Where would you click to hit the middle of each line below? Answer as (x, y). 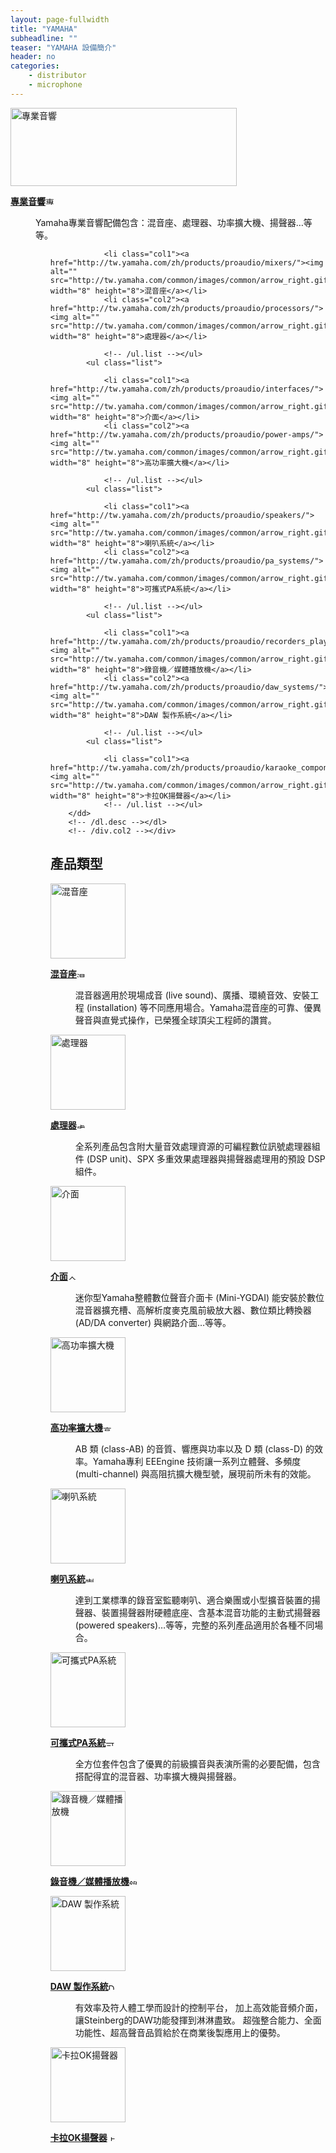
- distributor (57, 76)
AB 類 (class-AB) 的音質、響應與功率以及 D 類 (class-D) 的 (194, 1448)
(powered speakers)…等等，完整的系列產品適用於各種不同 (194, 1625)
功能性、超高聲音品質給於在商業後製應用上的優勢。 (180, 2032)
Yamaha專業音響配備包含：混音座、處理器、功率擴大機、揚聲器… (169, 222)
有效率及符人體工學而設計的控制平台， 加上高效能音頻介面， (198, 2007)
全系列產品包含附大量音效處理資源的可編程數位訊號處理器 (193, 1146)
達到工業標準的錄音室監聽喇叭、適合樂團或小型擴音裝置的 (193, 1600)
